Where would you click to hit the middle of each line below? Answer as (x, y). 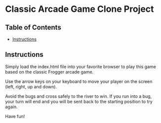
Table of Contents (33, 27)
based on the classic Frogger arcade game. (49, 72)
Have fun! (15, 116)
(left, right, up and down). (31, 86)
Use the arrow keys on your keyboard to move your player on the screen (79, 81)
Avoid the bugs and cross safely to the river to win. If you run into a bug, (79, 96)
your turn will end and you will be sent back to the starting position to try (79, 101)
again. (12, 107)
